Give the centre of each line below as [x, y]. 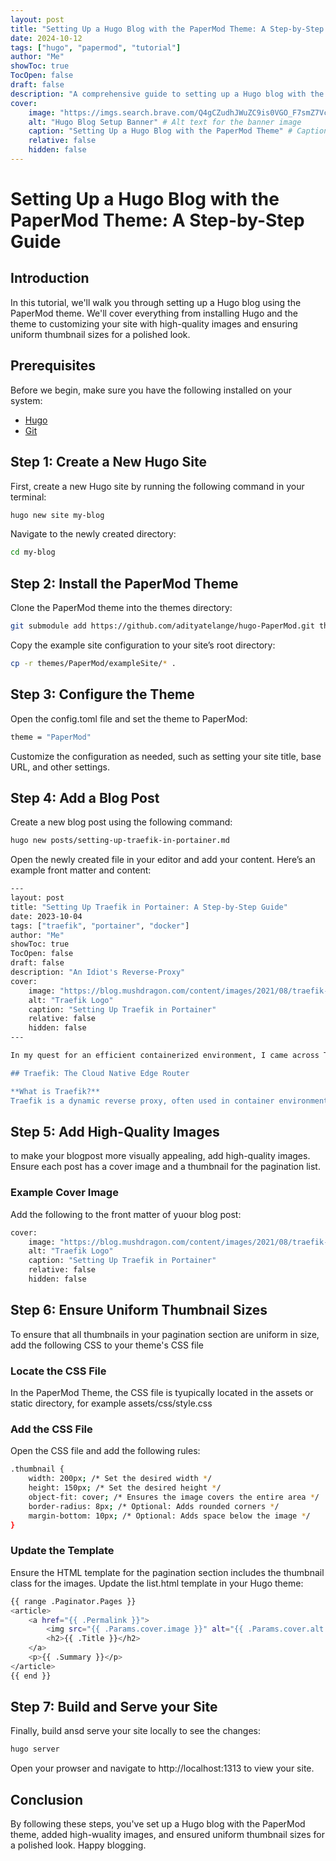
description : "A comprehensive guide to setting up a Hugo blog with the [167, 94]
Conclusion [47, 1799]
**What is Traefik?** [55, 1091]
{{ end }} [31, 1676]
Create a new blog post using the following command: [121, 822]
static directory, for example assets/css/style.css [111, 1403]
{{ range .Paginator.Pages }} [73, 1601]
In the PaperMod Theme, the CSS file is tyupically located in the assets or [162, 1393]
